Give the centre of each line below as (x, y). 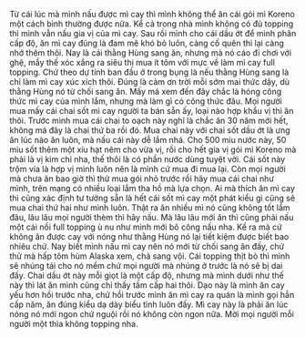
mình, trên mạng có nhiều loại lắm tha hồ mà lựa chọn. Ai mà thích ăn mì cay (152, 188)
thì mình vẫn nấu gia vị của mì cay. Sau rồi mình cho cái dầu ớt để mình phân (153, 33)
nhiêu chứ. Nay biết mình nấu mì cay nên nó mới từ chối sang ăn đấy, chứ (147, 246)
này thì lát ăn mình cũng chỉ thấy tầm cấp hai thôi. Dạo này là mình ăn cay (147, 285)
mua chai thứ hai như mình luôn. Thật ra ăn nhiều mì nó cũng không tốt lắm (150, 208)
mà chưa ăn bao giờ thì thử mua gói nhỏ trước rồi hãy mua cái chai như (142, 179)
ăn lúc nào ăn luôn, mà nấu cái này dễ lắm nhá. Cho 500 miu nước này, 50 (148, 140)
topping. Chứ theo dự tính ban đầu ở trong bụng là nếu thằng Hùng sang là (149, 72)
